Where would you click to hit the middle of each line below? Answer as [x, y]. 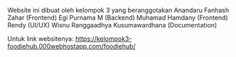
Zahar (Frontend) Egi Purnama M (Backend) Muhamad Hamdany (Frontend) [118, 18]
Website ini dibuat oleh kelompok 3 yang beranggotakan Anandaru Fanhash [118, 10]
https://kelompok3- [103, 39]
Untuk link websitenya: [41, 39]
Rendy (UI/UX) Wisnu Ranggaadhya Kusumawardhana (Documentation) [112, 25]
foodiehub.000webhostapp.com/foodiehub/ [72, 46]
